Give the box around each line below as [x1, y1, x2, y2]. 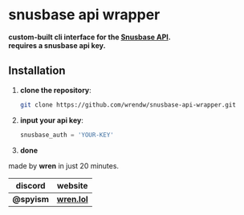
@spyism [12, 193, 50, 205]
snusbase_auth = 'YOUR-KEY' [19, 131, 114, 139]
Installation [8, 64, 66, 78]
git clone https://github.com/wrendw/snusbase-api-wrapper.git [19, 100, 237, 109]
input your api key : [19, 115, 84, 125]
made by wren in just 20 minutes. [8, 160, 119, 170]
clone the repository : [19, 85, 92, 95]
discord [15, 180, 46, 191]
